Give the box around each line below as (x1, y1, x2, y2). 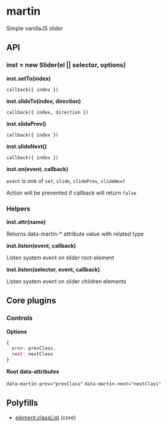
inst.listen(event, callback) (6, 242, 76, 249)
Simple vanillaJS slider (6, 25, 63, 32)
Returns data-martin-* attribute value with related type (6, 230, 144, 237)
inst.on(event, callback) (6, 165, 69, 172)
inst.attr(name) (6, 218, 46, 225)
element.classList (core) (15, 414, 76, 421)
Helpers (6, 204, 31, 213)
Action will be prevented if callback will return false (6, 189, 136, 196)
